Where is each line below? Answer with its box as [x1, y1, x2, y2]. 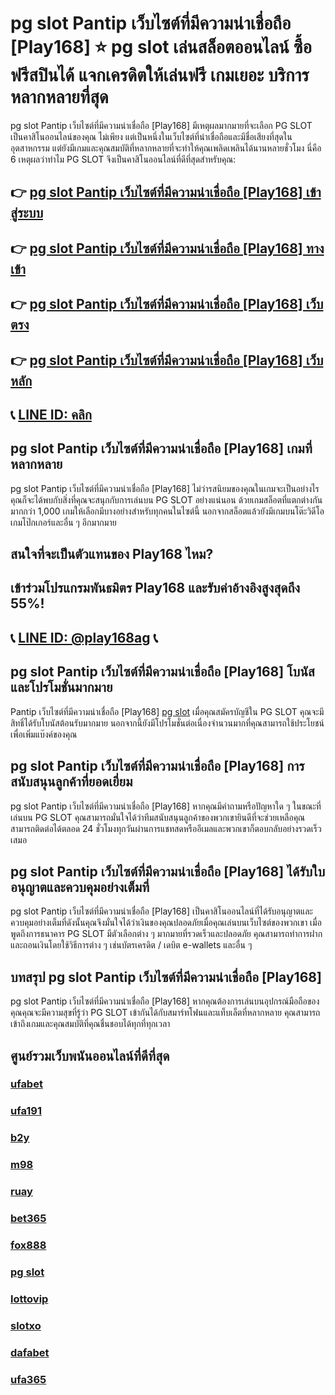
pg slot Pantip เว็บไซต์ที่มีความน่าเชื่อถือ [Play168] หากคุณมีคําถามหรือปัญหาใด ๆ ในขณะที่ [10, 800, 322, 812]
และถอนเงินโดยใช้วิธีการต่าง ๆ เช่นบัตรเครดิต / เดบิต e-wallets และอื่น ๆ [10, 939, 253, 951]
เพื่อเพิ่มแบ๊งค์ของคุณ [10, 728, 78, 740]
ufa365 [10, 1372, 47, 1386]
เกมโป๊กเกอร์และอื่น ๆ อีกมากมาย [10, 516, 117, 528]
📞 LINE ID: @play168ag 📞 [10, 629, 158, 646]
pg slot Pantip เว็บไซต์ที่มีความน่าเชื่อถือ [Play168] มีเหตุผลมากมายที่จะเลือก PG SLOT [10, 119, 313, 131]
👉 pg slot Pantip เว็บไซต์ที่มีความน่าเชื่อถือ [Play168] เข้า [10, 184, 322, 201]
